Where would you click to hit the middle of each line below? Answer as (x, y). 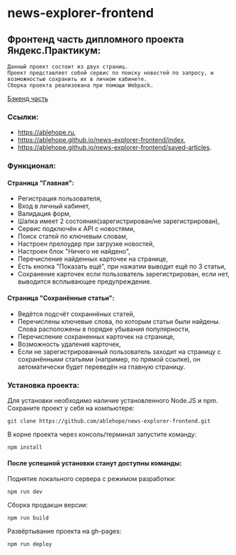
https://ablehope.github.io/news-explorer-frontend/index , (102, 140)
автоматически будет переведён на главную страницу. (101, 367)
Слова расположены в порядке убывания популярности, (104, 329)
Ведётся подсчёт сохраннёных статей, (76, 313)
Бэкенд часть (28, 98)
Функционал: (32, 166)
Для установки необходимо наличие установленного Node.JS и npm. (113, 400)
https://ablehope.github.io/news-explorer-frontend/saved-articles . (114, 148)
